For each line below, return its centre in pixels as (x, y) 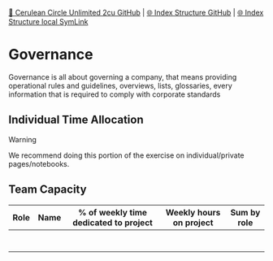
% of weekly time (113, 212)
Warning (22, 139)
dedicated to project (113, 222)
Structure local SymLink (48, 22)
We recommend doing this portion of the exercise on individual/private (127, 155)
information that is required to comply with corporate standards (115, 94)
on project (193, 222)
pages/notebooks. (39, 163)
